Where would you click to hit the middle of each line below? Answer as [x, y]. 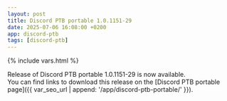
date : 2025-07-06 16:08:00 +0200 [57, 27]
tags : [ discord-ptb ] [38, 41]
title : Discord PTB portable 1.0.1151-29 [70, 21]
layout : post [27, 14]
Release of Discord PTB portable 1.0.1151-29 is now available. [97, 75]
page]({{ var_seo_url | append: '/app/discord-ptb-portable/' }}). [100, 90]
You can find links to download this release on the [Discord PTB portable [114, 82]
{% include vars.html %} [43, 60]
